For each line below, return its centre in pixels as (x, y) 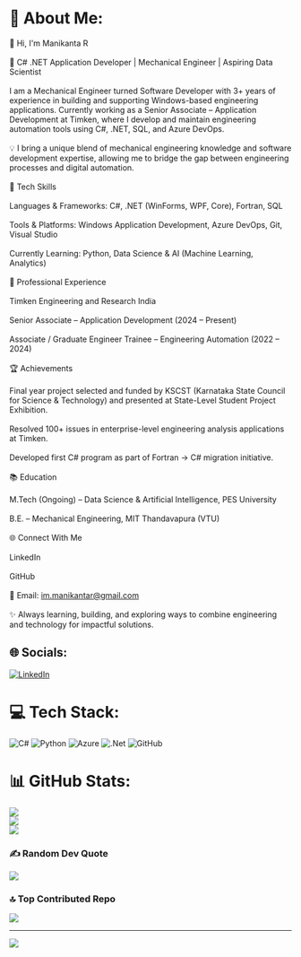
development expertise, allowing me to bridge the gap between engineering (149, 158)
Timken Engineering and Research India (83, 300)
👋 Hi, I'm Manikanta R (49, 43)
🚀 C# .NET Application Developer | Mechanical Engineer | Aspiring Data (141, 62)
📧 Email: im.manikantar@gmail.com (74, 595)
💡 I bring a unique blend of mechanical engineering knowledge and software (150, 148)
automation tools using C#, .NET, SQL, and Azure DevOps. (117, 128)
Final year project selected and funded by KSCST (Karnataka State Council (147, 390)
